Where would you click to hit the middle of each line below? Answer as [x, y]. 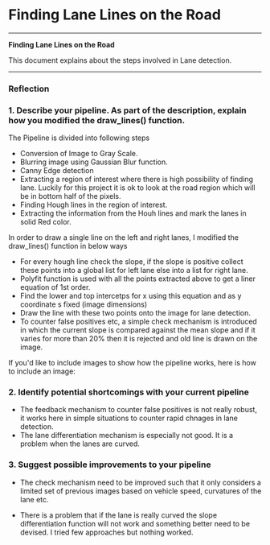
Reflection [29, 89]
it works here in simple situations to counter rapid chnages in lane [129, 418]
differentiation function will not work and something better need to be [135, 523]
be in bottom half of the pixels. [71, 196]
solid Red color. [45, 222]
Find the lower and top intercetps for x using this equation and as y [131, 296]
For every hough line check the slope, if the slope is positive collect [131, 262]
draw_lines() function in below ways [68, 246]
